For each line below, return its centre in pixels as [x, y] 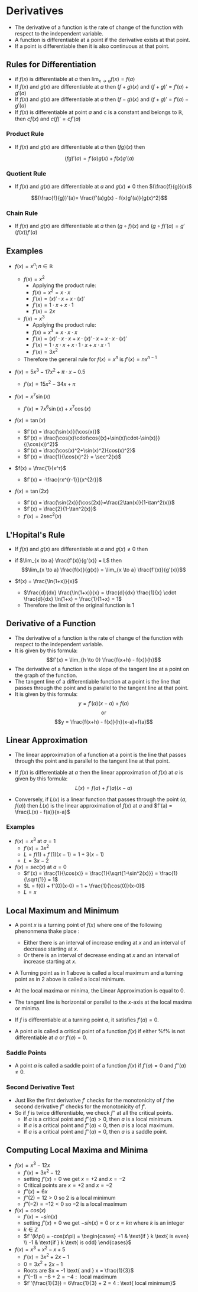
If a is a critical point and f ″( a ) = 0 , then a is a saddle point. [95, 1131]
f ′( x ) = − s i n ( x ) [40, 1216]
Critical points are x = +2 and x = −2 [68, 1185]
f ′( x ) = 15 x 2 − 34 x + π [49, 383]
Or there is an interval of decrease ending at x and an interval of [101, 955]
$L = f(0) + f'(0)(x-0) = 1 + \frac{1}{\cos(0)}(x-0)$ [84, 886]
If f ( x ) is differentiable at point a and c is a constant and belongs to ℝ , [99, 112]
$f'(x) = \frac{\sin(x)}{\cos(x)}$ [62, 432]
